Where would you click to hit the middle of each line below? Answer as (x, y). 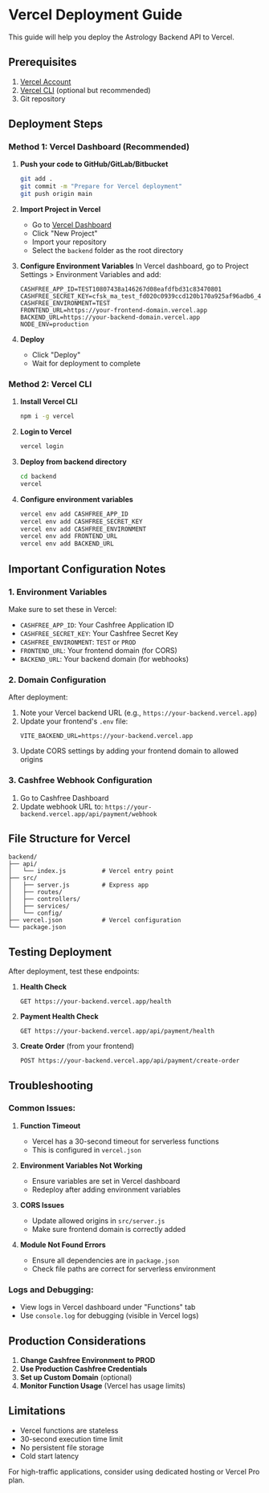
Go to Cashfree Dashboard (64, 797)
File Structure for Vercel (69, 838)
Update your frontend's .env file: (74, 721)
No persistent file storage (62, 1447)
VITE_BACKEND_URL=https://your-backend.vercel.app (106, 736)
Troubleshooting (51, 1085)
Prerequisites (43, 62)
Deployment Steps (55, 124)
